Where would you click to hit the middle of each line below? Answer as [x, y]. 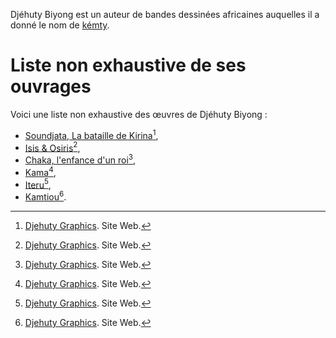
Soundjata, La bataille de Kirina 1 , [91, 134]
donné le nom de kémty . [60, 25]
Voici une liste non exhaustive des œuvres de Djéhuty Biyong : [139, 114]
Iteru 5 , [38, 184]
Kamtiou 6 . [45, 196]
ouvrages [51, 86]
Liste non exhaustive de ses [128, 65]
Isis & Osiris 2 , [52, 147]
